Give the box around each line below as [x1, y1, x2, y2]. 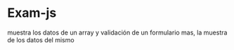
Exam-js [7, 5, 57, 21]
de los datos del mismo [7, 35, 75, 44]
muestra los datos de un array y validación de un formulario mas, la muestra [7, 28, 228, 37]
